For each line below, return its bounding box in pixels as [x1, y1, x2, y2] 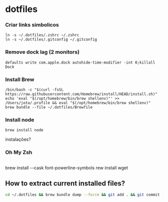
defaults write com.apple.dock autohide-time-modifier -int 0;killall [5, 60, 155, 65]
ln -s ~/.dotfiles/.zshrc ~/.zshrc [5, 32, 79, 38]
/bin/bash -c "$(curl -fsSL [5, 87, 64, 92]
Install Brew [5, 76, 34, 83]
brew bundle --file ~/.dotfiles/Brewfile [5, 105, 93, 110]
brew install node [5, 127, 43, 133]
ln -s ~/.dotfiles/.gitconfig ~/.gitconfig [5, 37, 97, 42]
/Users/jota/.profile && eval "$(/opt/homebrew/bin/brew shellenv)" [5, 100, 151, 105]
